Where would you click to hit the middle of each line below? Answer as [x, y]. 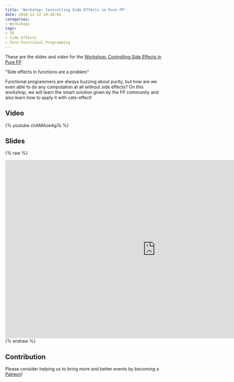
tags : [11, 29]
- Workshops [17, 24]
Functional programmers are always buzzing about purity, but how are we [81, 81]
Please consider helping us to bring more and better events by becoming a [82, 369]
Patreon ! [14, 374]
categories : [17, 19]
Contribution [25, 357]
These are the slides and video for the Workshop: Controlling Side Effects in [83, 57]
